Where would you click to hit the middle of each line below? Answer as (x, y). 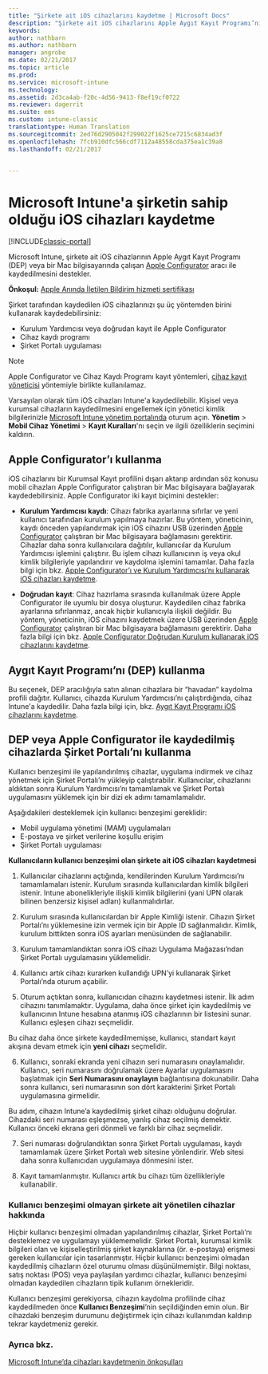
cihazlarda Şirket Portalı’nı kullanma (100, 752)
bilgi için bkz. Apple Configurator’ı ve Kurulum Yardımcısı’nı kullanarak (134, 570)
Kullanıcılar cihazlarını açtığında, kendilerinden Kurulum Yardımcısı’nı (132, 876)
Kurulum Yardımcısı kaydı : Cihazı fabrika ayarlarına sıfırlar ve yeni (129, 511)
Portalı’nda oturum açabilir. (64, 981)
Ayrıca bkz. (31, 1344)
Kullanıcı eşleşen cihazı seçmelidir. (77, 1022)
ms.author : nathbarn (43, 45)
